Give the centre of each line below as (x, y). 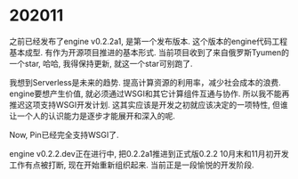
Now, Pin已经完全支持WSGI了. (64, 134)
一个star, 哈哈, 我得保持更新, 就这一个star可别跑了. (101, 63)
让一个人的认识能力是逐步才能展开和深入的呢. (93, 116)
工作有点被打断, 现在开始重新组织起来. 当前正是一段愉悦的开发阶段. (132, 165)
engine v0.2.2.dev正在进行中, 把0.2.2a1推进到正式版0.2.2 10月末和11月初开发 (149, 153)
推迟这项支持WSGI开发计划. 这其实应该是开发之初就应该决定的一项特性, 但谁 (149, 104)
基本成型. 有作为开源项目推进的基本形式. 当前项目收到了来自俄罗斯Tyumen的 (149, 52)
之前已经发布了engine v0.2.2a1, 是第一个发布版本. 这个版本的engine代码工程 (149, 41)
